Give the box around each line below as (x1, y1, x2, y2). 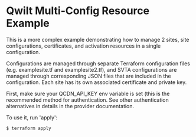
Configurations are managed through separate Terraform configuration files (6, 60, 191, 67)
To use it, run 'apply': (6, 113, 58, 121)
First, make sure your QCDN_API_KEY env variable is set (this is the (6, 90, 170, 97)
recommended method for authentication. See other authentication (6, 96, 169, 103)
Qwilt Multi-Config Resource (6, 4, 149, 18)
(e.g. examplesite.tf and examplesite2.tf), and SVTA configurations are (6, 66, 177, 73)
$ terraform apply (6, 125, 51, 131)
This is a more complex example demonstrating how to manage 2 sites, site (6, 36, 190, 43)
